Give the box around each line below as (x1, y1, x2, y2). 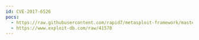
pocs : (5, 14, 19, 20)
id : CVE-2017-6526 (5, 8, 51, 15)
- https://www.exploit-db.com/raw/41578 (11, 25, 112, 31)
